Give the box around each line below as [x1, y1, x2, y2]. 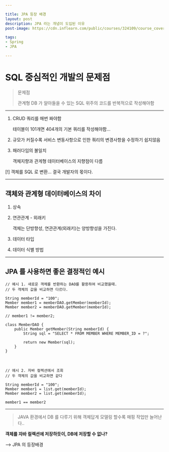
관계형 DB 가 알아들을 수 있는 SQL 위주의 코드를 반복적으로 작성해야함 [17, 100, 154, 106]
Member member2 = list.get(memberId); [5, 391, 87, 396]
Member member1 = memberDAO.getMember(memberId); [5, 300, 112, 305]
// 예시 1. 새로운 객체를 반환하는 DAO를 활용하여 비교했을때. [5, 282, 117, 287]
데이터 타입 [12, 236, 35, 242]
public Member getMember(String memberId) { [14, 327, 109, 332]
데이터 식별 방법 [12, 247, 44, 253]
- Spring [5, 40, 24, 45]
